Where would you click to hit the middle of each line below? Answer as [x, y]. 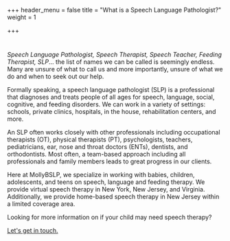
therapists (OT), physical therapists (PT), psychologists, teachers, [100, 139]
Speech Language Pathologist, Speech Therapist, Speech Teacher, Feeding [114, 55]
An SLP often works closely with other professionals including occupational [114, 133]
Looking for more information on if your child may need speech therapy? [110, 217]
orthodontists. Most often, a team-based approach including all [96, 154]
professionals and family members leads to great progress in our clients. [110, 161]
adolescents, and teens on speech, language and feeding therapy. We [106, 182]
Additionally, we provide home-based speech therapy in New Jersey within [113, 197]
